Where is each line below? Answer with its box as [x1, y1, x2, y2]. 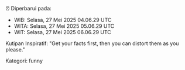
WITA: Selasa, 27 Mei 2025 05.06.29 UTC [13, 23, 115, 30]
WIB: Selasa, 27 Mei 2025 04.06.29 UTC [13, 17, 112, 23]
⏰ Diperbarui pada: [5, 5, 52, 12]
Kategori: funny [5, 57, 43, 64]
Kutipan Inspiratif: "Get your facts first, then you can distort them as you [5, 40, 179, 47]
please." [5, 46, 26, 53]
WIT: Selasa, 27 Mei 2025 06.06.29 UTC [13, 29, 112, 35]
